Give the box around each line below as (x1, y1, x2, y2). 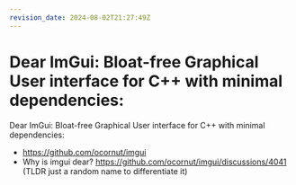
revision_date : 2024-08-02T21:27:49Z (9, 13, 151, 22)
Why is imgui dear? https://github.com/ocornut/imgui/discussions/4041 (22, 156, 287, 167)
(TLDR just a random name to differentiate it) (22, 165, 188, 176)
